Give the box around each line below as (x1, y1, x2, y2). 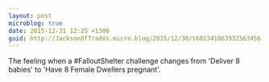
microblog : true (8, 19, 63, 27)
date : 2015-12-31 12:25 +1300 (8, 27, 110, 35)
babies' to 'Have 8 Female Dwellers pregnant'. (8, 65, 161, 75)
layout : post (8, 11, 52, 20)
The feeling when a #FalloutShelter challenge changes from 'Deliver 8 (8, 56, 240, 66)
